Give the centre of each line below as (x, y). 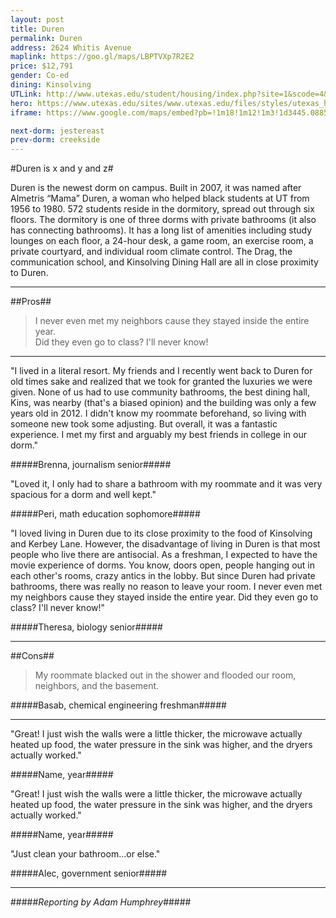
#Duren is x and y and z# (62, 168)
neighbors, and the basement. (97, 686)
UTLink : (26, 94)
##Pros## (31, 302)
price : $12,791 (42, 66)
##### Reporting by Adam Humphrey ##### (101, 902)
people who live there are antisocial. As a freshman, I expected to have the (164, 555)
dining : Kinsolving (51, 85)
